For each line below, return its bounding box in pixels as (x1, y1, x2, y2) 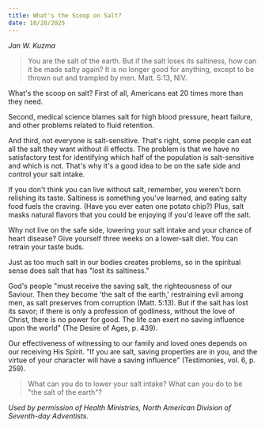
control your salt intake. (8, 169, 85, 179)
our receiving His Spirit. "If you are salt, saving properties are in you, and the (8, 347, 258, 356)
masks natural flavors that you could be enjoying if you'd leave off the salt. (8, 210, 252, 219)
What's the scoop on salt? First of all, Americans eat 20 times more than (8, 88, 244, 97)
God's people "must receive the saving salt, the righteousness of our (8, 281, 233, 290)
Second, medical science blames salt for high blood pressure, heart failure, (8, 112, 253, 121)
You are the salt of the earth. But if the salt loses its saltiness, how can (27, 56, 257, 66)
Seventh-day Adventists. (8, 411, 89, 420)
